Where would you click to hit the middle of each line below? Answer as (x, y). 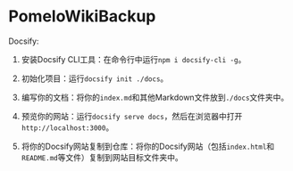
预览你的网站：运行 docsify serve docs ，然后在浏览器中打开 (132, 116)
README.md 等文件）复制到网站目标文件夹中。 (102, 157)
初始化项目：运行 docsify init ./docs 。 (95, 78)
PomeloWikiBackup (82, 16)
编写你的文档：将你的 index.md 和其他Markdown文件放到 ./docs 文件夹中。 (155, 97)
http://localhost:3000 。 (67, 127)
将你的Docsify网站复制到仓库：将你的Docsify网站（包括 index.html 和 (148, 146)
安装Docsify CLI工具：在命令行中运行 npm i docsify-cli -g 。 (134, 59)
